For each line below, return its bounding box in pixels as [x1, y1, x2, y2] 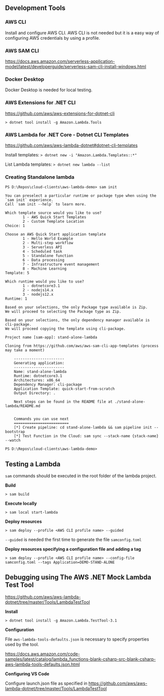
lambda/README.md [5, 404, 41, 409]
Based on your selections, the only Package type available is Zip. [5, 305, 148, 310]
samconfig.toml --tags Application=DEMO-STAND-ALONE [5, 560, 115, 565]
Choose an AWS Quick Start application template [5, 232, 106, 237]
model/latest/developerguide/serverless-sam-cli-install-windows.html [5, 63, 146, 69]
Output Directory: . [14, 391, 56, 396]
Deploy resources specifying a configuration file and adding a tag [5, 546, 141, 552]
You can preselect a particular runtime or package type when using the [5, 193, 157, 198]
